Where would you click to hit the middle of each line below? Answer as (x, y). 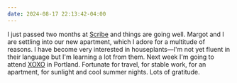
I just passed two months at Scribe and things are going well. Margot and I (116, 34)
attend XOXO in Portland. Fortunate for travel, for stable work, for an (107, 64)
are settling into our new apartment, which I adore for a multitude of (106, 41)
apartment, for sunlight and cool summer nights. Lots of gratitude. (104, 72)
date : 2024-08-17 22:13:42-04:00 (57, 14)
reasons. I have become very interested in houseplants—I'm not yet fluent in (119, 49)
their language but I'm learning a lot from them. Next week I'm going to (111, 57)
